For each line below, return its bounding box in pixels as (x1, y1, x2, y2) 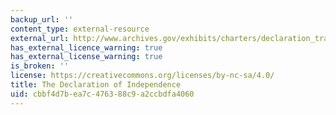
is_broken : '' (10, 61, 70, 71)
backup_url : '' (10, 14, 74, 25)
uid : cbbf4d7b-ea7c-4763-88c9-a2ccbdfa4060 (10, 89, 195, 99)
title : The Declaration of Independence (10, 80, 182, 90)
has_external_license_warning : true (10, 52, 163, 62)
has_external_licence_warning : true (10, 42, 163, 53)
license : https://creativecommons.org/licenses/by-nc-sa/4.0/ (10, 71, 275, 81)
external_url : (10, 33, 70, 43)
